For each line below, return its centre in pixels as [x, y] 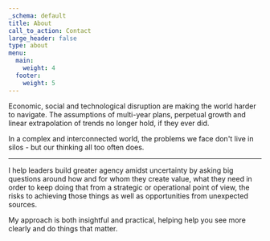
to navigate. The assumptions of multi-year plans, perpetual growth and [127, 114]
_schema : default [37, 16]
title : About [30, 23]
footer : [29, 76]
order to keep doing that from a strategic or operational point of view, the [129, 187]
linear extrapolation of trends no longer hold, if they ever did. [109, 123]
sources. [23, 204]
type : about [28, 46]
